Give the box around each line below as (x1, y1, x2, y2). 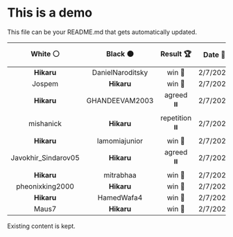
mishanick (28, 119, 62, 129)
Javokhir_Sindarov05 (10, 153, 80, 163)
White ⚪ (31, 49, 60, 58)
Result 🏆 (160, 49, 192, 58)
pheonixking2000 (16, 182, 75, 191)
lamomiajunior (96, 136, 144, 146)
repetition (160, 113, 192, 123)
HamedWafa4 (97, 193, 143, 202)
